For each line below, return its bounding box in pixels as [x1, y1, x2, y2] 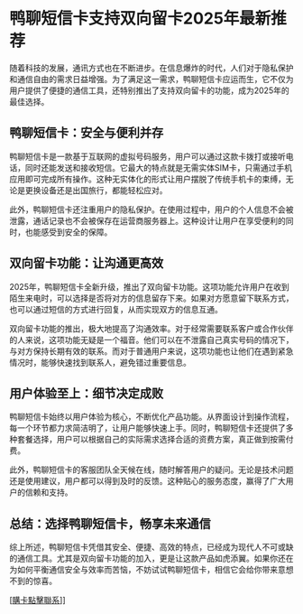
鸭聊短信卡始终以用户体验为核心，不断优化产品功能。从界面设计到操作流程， [9, 412, 294, 423]
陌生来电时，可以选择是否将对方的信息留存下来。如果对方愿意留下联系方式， [9, 293, 294, 303]
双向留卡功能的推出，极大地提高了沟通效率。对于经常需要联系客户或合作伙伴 [9, 322, 294, 334]
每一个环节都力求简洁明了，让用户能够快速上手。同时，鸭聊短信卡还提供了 [9, 423, 286, 433]
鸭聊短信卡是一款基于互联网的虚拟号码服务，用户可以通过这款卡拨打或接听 [9, 151, 286, 162]
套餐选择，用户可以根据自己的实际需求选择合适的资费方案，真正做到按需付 [16, 434, 294, 445]
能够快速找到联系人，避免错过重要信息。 [40, 357, 191, 367]
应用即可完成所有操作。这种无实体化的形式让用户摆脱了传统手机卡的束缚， [9, 173, 286, 184]
